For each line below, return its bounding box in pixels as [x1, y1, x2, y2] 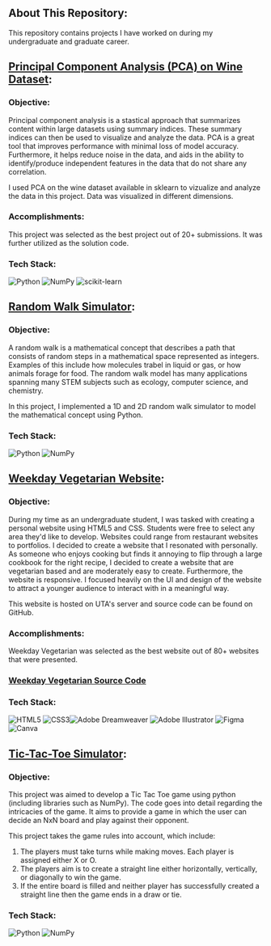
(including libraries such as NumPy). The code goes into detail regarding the [8, 798, 263, 808]
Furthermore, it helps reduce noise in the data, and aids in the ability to [8, 150, 244, 159]
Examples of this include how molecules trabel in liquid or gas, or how [8, 360, 241, 370]
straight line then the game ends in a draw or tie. [19, 889, 182, 899]
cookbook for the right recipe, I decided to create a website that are [8, 557, 235, 567]
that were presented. [8, 655, 78, 665]
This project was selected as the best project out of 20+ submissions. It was [8, 230, 263, 239]
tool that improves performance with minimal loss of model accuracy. [8, 141, 239, 150]
